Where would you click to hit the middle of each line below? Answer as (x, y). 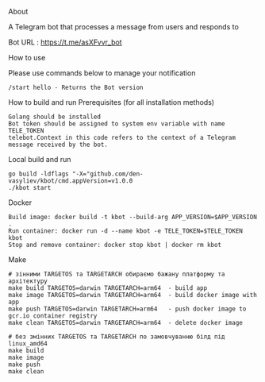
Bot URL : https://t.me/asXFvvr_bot (65, 42)
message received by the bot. (58, 145)
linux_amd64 (28, 344)
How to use (27, 58)
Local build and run (40, 159)
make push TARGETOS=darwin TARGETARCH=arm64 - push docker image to (127, 309)
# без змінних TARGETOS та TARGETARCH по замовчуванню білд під (117, 337)
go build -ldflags (38, 174)
